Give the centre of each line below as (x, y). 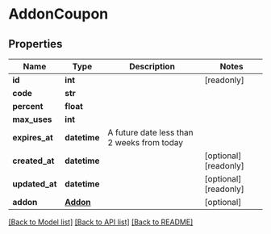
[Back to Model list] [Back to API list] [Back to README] (101, 222)
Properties (35, 44)
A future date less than (150, 132)
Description (152, 67)
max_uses (32, 119)
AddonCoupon (58, 14)
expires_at (33, 138)
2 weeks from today (146, 142)
